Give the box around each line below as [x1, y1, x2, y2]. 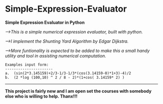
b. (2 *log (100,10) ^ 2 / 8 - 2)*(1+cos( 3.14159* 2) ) [5, 75, 125, 80]
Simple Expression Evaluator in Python [5, 19, 85, 25]
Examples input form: [5, 62, 49, 67]
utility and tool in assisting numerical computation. [5, 52, 107, 59]
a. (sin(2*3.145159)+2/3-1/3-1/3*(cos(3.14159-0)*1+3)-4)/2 [5, 70, 131, 76]
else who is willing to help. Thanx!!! [5, 93, 78, 99]
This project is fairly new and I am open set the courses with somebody [5, 88, 152, 94]
